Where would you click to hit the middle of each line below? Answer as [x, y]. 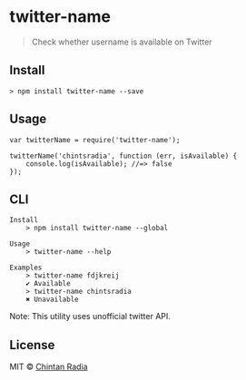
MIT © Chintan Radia [49, 367]
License [32, 345]
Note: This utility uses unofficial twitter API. [90, 317]
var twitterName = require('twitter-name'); [95, 140]
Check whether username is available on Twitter [122, 42]
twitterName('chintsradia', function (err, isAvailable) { [123, 156]
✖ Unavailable [52, 300]
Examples [26, 268]
